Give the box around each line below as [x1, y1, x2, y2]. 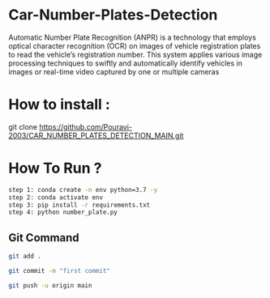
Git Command [8, 231, 79, 245]
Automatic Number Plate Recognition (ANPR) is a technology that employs [8, 32, 257, 42]
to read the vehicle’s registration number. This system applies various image [8, 49, 263, 59]
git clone [8, 121, 38, 131]
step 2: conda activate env [8, 193, 104, 202]
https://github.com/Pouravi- [39, 121, 132, 131]
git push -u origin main [8, 281, 92, 289]
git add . [8, 253, 42, 261]
